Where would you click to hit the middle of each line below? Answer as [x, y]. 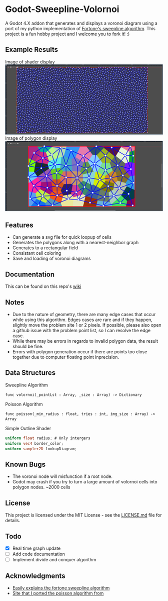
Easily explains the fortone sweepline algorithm [61, 588]
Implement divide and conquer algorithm [54, 560]
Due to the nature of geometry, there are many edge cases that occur [84, 315]
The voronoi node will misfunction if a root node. [62, 476]
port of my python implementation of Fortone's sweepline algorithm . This [80, 28]
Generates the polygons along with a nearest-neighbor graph [75, 243]
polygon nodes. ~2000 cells [41, 487]
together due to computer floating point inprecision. [65, 357]
